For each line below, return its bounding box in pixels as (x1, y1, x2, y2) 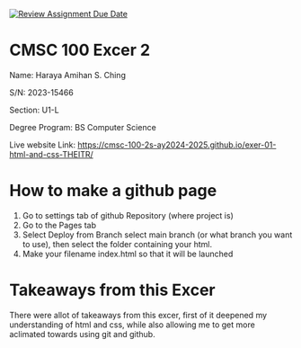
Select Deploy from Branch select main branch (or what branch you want (22, 229, 293, 240)
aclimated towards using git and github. (9, 328, 155, 339)
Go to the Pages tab (22, 219, 97, 230)
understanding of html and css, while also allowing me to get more (9, 319, 256, 330)
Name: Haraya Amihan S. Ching (9, 69, 126, 80)
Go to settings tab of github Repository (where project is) (22, 210, 234, 220)
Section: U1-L (9, 104, 60, 115)
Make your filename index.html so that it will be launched (22, 248, 234, 259)
